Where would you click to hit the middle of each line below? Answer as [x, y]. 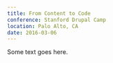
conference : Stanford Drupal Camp [57, 20]
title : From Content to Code [49, 13]
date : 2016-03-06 [32, 33]
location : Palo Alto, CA [43, 26]
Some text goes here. [38, 52]
